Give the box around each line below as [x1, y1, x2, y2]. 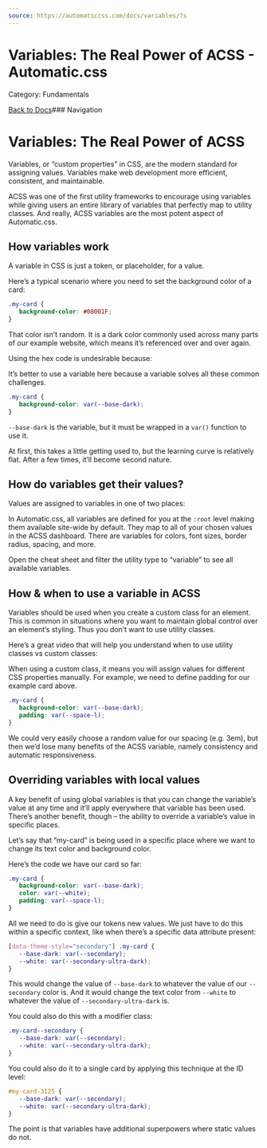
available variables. [8, 564, 72, 573]
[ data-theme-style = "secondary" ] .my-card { [8, 942, 155, 950]
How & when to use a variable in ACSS [8, 587, 201, 600]
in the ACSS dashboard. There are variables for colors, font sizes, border [8, 531, 247, 541]
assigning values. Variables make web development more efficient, [8, 167, 228, 177]
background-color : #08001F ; [18, 308, 112, 316]
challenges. [8, 377, 46, 387]
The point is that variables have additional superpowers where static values [8, 1124, 257, 1134]
